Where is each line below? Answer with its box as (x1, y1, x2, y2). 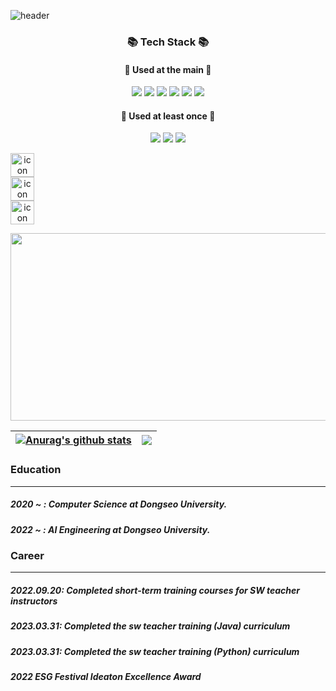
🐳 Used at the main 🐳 (124, 63, 212, 75)
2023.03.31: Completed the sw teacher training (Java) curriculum (10, 620, 291, 632)
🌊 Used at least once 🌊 (120, 110, 216, 122)
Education (10, 463, 62, 477)
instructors (10, 595, 58, 607)
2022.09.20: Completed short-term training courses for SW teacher (10, 584, 301, 596)
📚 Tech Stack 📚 (126, 35, 210, 49)
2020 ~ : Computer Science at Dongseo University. (10, 498, 228, 510)
